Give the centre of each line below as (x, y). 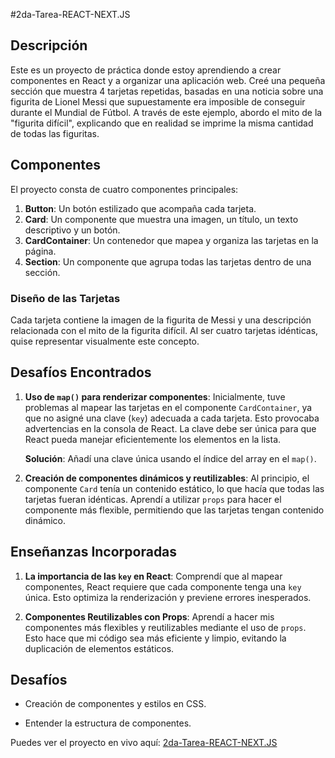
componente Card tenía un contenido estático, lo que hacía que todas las (174, 488)
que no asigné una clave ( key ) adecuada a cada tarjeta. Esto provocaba (172, 418)
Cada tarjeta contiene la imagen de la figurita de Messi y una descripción (161, 320)
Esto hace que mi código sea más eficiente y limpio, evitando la (155, 638)
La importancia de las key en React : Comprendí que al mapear (153, 576)
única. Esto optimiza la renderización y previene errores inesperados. (168, 597)
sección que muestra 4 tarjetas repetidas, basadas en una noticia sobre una (167, 91)
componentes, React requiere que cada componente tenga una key (163, 586)
